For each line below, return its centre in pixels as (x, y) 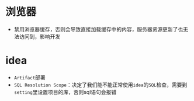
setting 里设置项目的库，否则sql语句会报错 (65, 92)
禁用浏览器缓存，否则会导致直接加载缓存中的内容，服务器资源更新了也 (98, 29)
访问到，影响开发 (40, 36)
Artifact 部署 (30, 77)
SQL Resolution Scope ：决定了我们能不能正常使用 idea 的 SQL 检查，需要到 (101, 85)
